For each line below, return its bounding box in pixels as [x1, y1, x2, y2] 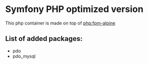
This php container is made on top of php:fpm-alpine [5, 20, 116, 26]
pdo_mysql [12, 53, 36, 59]
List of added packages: [5, 34, 83, 43]
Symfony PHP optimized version [5, 3, 144, 15]
